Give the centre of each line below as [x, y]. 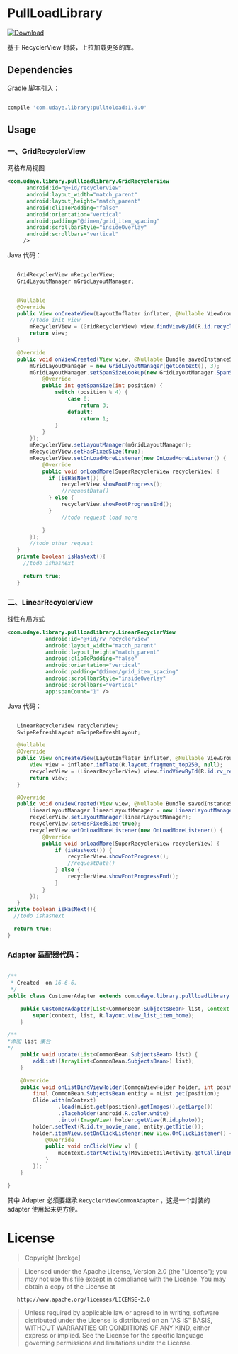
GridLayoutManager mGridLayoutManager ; [75, 281]
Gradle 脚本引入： [34, 88]
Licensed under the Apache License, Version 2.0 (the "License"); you [126, 1271]
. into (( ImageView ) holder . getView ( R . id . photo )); [131, 1120]
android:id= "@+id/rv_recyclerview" [98, 639]
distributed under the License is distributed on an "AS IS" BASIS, [119, 1320]
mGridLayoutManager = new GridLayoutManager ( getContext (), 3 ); [125, 366]
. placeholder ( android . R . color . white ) [114, 1114]
